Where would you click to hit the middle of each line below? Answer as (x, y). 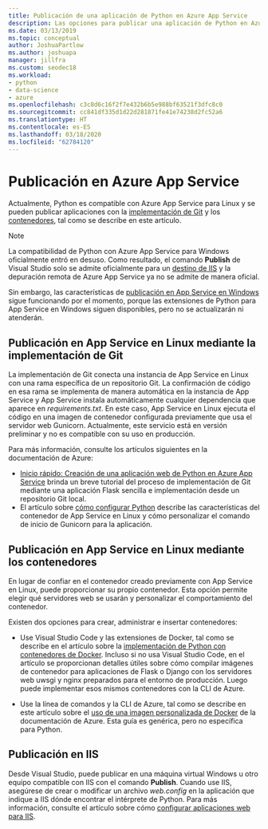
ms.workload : (30, 75)
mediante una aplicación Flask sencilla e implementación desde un (130, 490)
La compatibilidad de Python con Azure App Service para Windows (119, 252)
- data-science (33, 90)
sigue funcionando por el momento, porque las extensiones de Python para (132, 301)
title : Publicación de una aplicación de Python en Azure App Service (128, 16)
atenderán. (26, 318)
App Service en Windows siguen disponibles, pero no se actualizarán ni (126, 309)
